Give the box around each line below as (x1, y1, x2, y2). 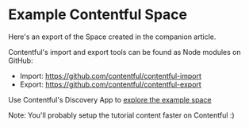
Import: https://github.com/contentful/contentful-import (19, 71, 202, 80)
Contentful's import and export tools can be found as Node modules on (8, 47, 242, 56)
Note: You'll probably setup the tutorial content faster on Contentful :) (8, 110, 236, 120)
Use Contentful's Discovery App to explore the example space (8, 95, 212, 104)
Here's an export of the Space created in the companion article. (8, 32, 216, 41)
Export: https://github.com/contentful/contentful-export (19, 80, 202, 89)
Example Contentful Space (8, 6, 188, 24)
